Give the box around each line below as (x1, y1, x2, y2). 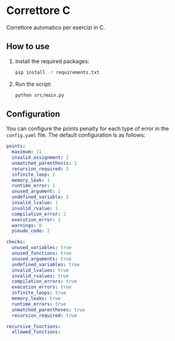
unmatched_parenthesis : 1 (12, 160, 78, 166)
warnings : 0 (12, 222, 42, 229)
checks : (6, 239, 26, 245)
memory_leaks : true (12, 295, 61, 301)
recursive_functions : (6, 323, 61, 329)
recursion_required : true (12, 312, 78, 319)
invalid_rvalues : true (12, 273, 69, 279)
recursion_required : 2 (12, 165, 69, 172)
